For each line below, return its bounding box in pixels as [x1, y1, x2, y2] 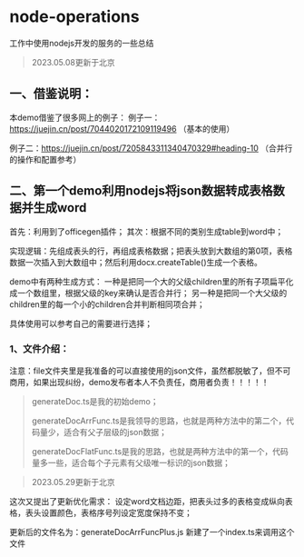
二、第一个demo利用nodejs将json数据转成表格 [9, 184, 274, 199]
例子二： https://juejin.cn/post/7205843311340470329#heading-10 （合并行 [9, 143, 293, 154]
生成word [33, 200, 87, 215]
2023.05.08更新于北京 [31, 56, 115, 67]
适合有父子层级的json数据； [63, 426, 168, 437]
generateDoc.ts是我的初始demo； [31, 395, 159, 406]
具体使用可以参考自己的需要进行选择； [9, 318, 152, 329]
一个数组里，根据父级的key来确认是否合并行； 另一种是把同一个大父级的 [16, 287, 288, 298]
